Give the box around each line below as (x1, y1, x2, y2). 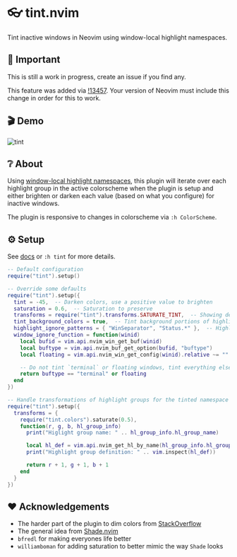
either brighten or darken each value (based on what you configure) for (7, 192, 215, 200)
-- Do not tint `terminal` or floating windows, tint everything (20, 364, 217, 371)
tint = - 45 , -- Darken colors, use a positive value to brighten (13, 298, 213, 306)
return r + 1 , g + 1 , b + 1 (25, 461, 109, 469)
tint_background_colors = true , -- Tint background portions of (13, 318, 210, 326)
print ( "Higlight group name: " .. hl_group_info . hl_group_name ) (25, 429, 219, 437)
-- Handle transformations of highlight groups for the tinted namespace (7, 396, 229, 403)
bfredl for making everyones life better (17, 534, 132, 543)
